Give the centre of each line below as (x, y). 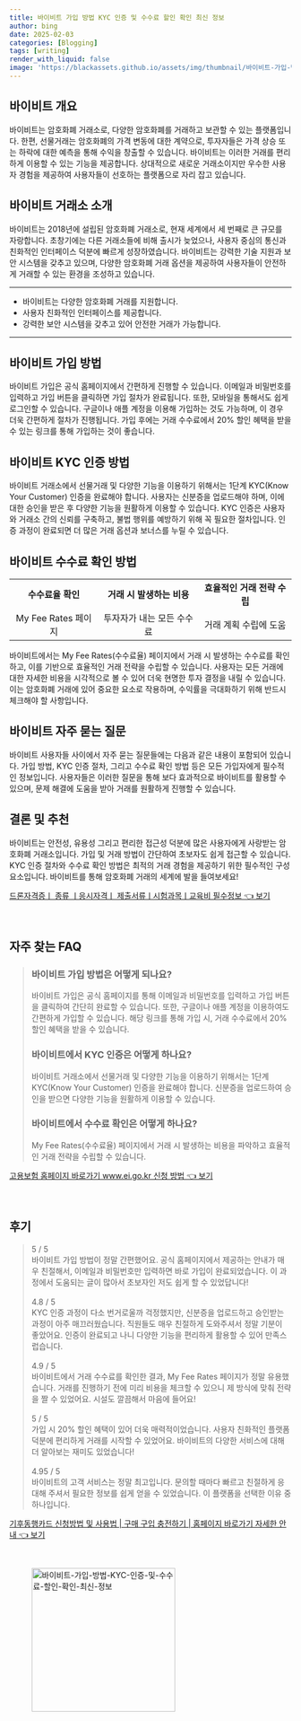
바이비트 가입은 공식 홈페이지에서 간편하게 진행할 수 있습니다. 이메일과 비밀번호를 (150, 386)
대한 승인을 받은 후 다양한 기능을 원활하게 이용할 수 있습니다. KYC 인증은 (135, 508)
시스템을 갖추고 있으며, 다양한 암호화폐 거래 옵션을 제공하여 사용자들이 (140, 262)
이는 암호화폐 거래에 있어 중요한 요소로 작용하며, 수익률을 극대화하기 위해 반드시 (148, 689)
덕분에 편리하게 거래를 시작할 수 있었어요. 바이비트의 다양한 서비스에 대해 (158, 1440)
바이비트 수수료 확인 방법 (73, 562)
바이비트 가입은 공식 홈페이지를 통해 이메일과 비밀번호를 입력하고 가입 (152, 996)
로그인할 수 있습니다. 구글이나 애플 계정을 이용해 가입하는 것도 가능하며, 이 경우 (146, 408)
